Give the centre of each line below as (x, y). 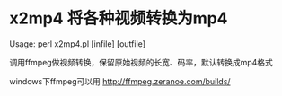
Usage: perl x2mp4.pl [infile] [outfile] (78, 44)
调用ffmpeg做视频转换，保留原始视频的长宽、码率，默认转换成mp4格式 (141, 62)
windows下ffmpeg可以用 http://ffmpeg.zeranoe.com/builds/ (120, 81)
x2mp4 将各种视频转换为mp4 (119, 18)
